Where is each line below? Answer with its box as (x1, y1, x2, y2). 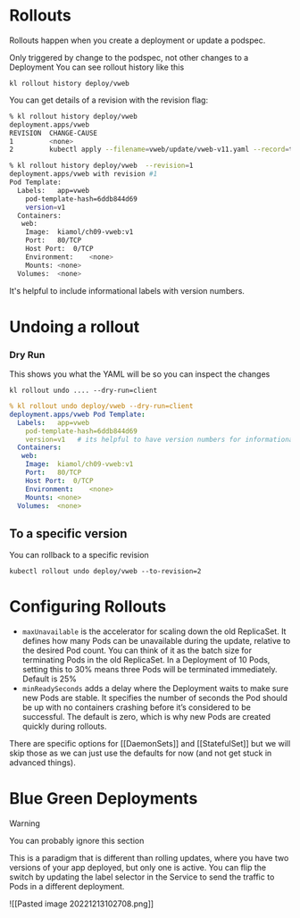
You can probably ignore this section (9, 836, 145, 847)
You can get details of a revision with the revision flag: (9, 95, 208, 105)
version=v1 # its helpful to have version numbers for (25, 435, 242, 444)
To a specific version (9, 526, 128, 541)
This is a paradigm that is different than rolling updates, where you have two (9, 853, 289, 864)
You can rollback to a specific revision (9, 550, 149, 561)
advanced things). (9, 757, 76, 768)
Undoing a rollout (9, 316, 140, 337)
